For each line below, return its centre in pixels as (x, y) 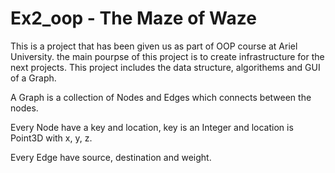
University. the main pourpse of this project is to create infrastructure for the (167, 56)
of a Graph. (33, 78)
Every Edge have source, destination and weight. (111, 157)
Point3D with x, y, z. (51, 138)
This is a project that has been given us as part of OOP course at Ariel (154, 46)
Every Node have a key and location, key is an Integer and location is (152, 127)
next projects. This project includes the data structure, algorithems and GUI (165, 67)
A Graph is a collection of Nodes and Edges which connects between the (161, 97)
